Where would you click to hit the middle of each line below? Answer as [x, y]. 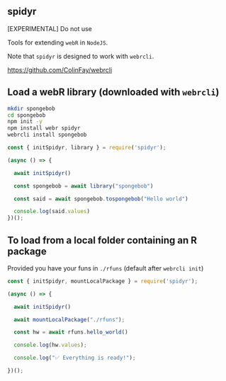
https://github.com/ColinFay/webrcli [60, 69]
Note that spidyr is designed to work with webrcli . [81, 56]
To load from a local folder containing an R [102, 240]
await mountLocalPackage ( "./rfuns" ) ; [69, 319]
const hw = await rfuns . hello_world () [71, 332]
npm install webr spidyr [44, 128]
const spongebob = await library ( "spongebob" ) [84, 186]
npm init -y [25, 122]
